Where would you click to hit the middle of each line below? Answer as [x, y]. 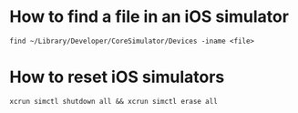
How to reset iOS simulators [117, 77]
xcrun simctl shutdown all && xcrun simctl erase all [114, 101]
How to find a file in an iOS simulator [149, 17]
